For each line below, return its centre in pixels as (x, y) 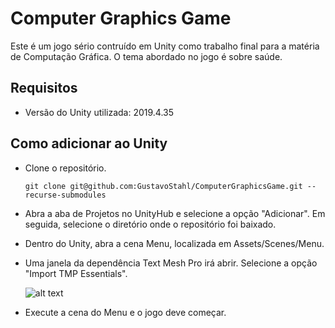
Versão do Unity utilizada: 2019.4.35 (99, 112)
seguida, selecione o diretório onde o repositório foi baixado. (150, 224)
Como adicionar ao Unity (89, 143)
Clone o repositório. (65, 168)
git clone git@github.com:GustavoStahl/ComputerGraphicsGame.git (163, 186)
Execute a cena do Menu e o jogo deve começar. (125, 312)
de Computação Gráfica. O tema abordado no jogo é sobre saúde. (146, 56)
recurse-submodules (65, 195)
